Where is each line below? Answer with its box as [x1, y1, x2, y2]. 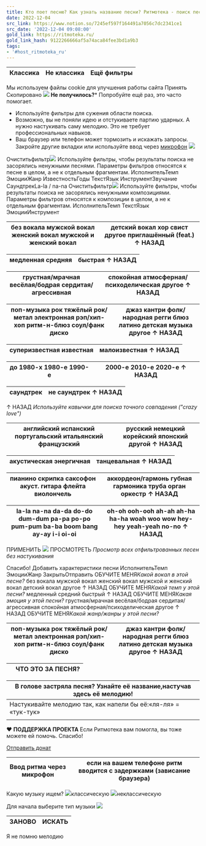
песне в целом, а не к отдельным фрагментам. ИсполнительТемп [6, 168, 179, 175]
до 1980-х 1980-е [9, 363, 68, 371]
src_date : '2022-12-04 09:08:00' [6, 26, 92, 33]
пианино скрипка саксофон [10, 474, 96, 482]
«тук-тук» [9, 707, 40, 716]
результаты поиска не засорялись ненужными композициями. [6, 188, 171, 196]
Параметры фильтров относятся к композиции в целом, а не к [6, 195, 170, 202]
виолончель [34, 489, 72, 498]
